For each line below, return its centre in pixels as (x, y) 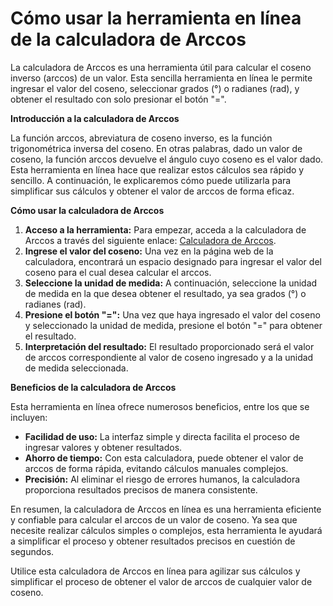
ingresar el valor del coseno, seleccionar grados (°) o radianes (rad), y (155, 88)
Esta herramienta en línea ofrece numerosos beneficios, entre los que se (160, 406)
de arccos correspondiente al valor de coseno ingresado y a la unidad (169, 357)
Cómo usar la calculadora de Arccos (87, 210)
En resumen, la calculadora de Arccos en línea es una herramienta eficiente (166, 509)
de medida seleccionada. (76, 368)
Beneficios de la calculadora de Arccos (93, 387)
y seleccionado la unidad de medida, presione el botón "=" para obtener (173, 325)
